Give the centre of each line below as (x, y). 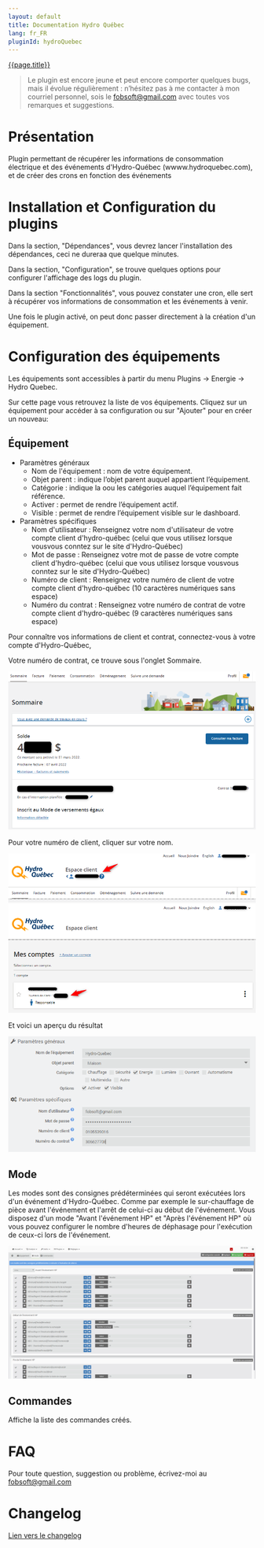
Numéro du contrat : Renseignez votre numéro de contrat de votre (138, 604)
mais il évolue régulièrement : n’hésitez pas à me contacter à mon (134, 89)
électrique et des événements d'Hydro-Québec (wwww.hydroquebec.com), (130, 167)
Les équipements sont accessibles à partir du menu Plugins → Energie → (126, 379)
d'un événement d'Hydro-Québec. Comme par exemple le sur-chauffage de (131, 1202)
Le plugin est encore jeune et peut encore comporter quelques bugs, (139, 80)
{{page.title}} (29, 65)
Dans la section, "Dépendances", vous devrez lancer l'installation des (121, 246)
